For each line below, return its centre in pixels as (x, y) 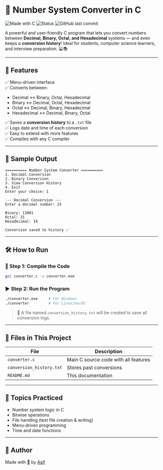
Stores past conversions (95, 367)
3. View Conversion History (33, 183)
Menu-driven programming (39, 425)
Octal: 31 (15, 217)
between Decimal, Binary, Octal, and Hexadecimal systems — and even (78, 38)
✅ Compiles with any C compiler (37, 139)
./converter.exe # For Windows (41, 299)
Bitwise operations (31, 415)
